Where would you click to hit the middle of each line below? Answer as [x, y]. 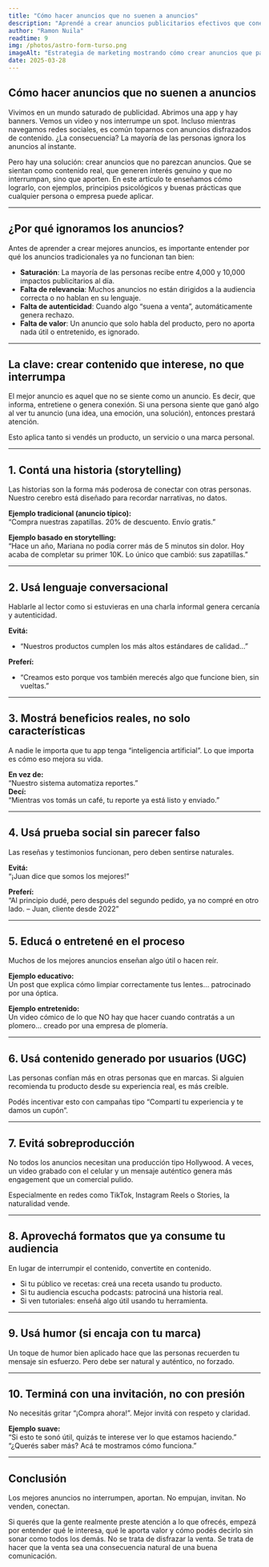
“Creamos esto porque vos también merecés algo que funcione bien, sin [139, 677]
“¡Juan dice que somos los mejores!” [69, 876]
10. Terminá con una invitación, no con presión [127, 1394]
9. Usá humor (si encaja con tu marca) [105, 1333]
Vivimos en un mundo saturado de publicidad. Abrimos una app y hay [123, 112]
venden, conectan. [39, 1506]
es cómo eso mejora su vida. [56, 759]
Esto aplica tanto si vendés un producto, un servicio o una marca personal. [131, 437]
